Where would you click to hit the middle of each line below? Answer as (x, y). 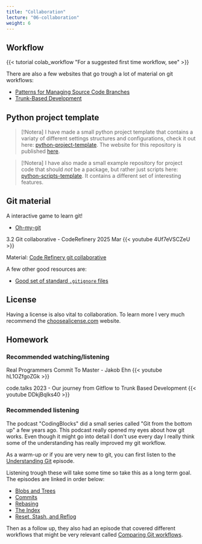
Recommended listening (43, 410)
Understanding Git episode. (40, 461)
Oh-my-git (28, 227)
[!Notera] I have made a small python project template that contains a (107, 132)
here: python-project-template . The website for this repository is (101, 145)
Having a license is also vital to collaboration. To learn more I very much (96, 314)
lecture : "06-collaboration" (43, 18)
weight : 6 (19, 23)
